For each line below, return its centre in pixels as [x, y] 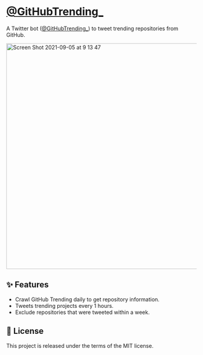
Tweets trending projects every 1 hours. [64, 305]
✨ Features [27, 285]
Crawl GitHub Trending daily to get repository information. [87, 299]
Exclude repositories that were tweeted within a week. [82, 312]
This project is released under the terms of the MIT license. [80, 345]
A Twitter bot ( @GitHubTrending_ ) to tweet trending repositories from [92, 28]
